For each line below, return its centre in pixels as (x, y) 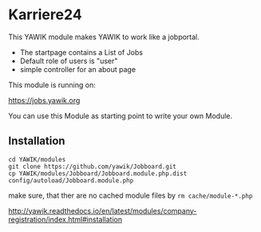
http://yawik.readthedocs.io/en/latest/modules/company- (103, 210)
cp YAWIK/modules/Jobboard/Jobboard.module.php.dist (98, 174)
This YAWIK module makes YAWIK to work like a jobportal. (104, 37)
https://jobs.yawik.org (44, 100)
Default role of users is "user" (69, 61)
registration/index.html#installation (65, 219)
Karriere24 (45, 15)
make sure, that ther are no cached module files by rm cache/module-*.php (130, 195)
